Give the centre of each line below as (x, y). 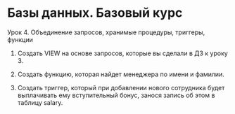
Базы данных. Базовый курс (95, 13)
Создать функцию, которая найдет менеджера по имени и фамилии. (121, 74)
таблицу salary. (40, 102)
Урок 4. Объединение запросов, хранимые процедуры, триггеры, (106, 32)
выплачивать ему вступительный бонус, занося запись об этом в (116, 95)
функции (20, 39)
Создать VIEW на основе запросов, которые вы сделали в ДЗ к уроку (123, 53)
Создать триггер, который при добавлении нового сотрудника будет (121, 87)
